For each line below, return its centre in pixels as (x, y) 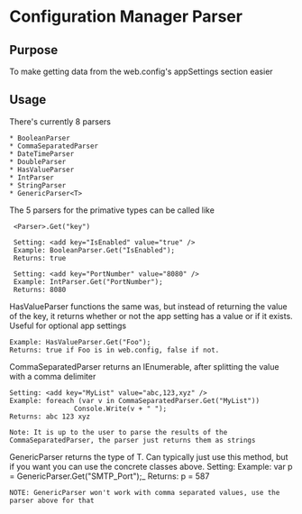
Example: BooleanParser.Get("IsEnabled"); (94, 250)
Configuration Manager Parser (126, 17)
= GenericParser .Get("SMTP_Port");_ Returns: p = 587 (110, 476)
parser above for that (52, 500)
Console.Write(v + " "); (120, 408)
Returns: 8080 (40, 289)
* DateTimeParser (42, 154)
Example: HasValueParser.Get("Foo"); (80, 342)
